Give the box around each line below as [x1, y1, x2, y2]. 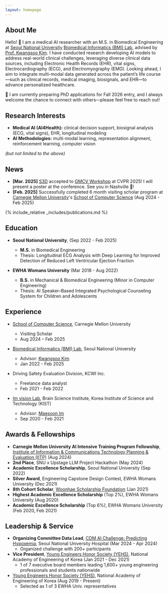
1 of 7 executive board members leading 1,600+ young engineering [20, 562, 158, 568]
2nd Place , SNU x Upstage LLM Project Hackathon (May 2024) [12, 460, 143, 466]
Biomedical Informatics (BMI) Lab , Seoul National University [12, 346, 136, 352]
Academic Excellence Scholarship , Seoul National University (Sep [12, 465, 151, 471]
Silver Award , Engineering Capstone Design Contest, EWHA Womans [12, 475, 156, 482]
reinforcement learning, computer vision [12, 141, 96, 147]
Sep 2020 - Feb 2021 [20, 415, 64, 421]
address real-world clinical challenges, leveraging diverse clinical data [5, 55, 150, 61]
